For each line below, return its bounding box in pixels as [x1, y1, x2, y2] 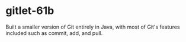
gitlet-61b [5, 4, 54, 17]
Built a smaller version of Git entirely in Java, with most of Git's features [5, 23, 180, 30]
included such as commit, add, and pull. [5, 29, 103, 36]
